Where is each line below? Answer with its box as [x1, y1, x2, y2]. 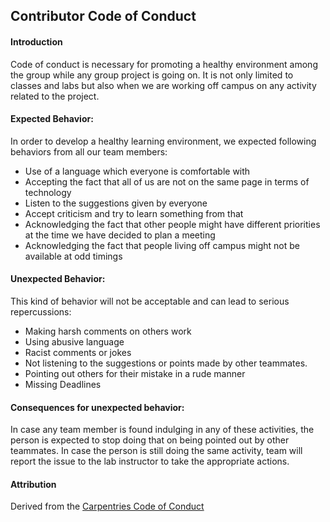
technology [24, 186, 72, 198]
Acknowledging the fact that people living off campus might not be [24, 239, 301, 251]
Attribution [10, 478, 57, 490]
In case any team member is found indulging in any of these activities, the [10, 424, 315, 436]
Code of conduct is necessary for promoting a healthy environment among [10, 58, 318, 70]
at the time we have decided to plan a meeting [24, 229, 216, 241]
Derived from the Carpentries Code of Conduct [10, 500, 205, 513]
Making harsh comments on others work [24, 325, 192, 337]
